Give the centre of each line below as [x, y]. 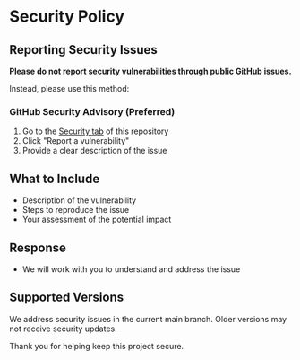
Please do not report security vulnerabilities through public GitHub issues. [150, 71]
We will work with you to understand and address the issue [131, 269]
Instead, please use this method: [69, 88]
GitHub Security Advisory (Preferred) [92, 111]
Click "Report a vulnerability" [76, 141]
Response [38, 247]
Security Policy [67, 17]
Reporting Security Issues [84, 50]
